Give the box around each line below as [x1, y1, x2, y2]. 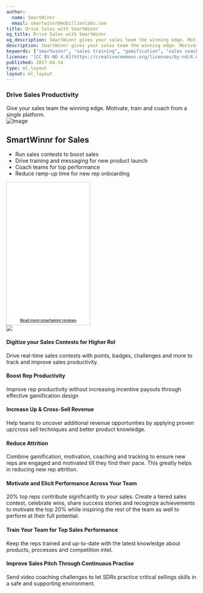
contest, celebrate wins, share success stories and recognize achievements [6, 499, 195, 507]
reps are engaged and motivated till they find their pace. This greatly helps [6, 459, 192, 467]
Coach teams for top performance [14, 164, 100, 171]
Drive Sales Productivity [6, 91, 79, 99]
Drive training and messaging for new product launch [14, 157, 148, 164]
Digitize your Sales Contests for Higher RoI [6, 338, 116, 345]
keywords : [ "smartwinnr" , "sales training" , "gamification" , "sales [6, 48, 182, 54]
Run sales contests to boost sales [14, 151, 99, 158]
